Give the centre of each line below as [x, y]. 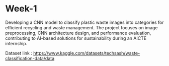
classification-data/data [30, 58]
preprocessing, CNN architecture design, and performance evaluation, [78, 33]
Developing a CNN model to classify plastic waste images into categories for [84, 22]
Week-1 [21, 9]
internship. [16, 43]
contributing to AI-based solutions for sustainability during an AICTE [76, 38]
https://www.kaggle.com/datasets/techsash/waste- [87, 53]
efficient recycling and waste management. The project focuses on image [81, 27]
